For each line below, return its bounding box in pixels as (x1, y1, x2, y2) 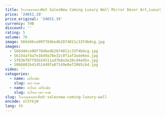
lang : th (5, 104, 23, 109)
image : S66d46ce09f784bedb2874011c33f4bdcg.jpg (5, 39, 105, 44)
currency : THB (5, 21, 35, 26)
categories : (5, 72, 30, 77)
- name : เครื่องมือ (9, 76, 40, 81)
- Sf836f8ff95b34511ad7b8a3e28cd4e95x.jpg (9, 58, 98, 63)
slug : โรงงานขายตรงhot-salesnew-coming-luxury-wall (5, 94, 107, 99)
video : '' (5, 67, 26, 72)
